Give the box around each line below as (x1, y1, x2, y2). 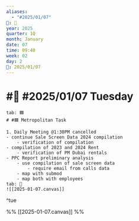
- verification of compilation (17, 140, 94, 146)
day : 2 (6, 58, 22, 64)
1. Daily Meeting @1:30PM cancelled (6, 129, 96, 135)
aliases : (6, 8, 28, 15)
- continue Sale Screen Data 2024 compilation (6, 134, 123, 140)
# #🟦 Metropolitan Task (6, 117, 67, 124)
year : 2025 (6, 25, 33, 31)
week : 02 (6, 53, 28, 59)
